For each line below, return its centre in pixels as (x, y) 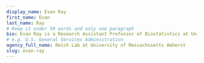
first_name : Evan (28, 17)
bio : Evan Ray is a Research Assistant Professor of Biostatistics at (97, 34)
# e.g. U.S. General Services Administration (65, 40)
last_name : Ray (25, 23)
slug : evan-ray (25, 51)
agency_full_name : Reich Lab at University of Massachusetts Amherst (96, 46)
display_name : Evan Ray (36, 12)
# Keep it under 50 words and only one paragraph (70, 28)
